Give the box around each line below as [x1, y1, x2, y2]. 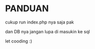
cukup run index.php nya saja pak [5, 19, 74, 25]
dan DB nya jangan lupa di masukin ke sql [5, 28, 90, 34]
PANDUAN [5, 3, 49, 14]
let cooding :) [5, 38, 32, 44]
